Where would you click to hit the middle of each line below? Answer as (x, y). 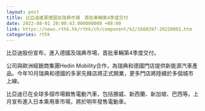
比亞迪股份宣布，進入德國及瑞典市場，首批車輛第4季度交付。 (83, 53)
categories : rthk (28, 35)
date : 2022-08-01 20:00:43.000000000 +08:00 (64, 23)
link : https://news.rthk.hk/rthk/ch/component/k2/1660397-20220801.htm (99, 29)
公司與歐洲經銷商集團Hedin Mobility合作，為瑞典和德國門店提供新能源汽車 (99, 66)
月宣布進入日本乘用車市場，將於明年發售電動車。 (68, 102)
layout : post (23, 12)
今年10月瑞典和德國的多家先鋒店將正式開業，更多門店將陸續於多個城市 (105, 73)
